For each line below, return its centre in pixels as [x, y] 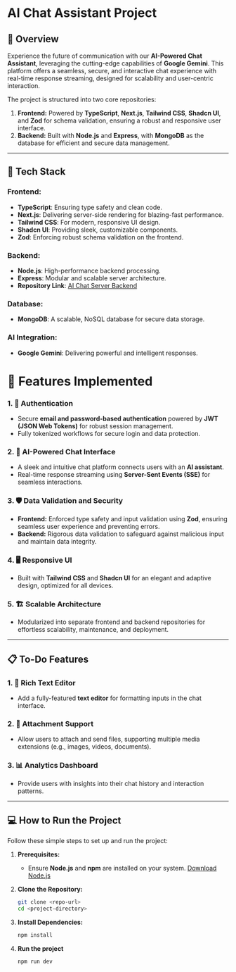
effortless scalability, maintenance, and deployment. [93, 630]
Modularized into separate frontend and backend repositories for [111, 622]
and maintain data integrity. [57, 541]
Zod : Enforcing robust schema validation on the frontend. [100, 237]
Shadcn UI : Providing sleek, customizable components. [97, 230]
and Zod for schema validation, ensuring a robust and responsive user [119, 120]
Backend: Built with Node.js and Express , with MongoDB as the [111, 136]
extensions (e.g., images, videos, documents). [84, 747]
